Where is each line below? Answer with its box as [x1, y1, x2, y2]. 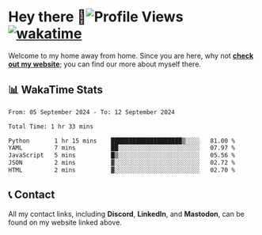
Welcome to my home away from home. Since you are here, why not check [8, 51, 254, 60]
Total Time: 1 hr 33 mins [8, 123, 93, 131]
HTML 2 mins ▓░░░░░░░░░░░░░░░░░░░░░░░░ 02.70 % [8, 166, 236, 174]
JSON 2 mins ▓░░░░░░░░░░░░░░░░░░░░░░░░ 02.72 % [8, 159, 236, 167]
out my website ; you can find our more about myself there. [8, 59, 202, 69]
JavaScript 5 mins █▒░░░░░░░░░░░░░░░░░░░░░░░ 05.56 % [8, 151, 236, 160]
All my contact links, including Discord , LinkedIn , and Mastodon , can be [8, 209, 245, 218]
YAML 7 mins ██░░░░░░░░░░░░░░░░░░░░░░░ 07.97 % [8, 144, 236, 152]
